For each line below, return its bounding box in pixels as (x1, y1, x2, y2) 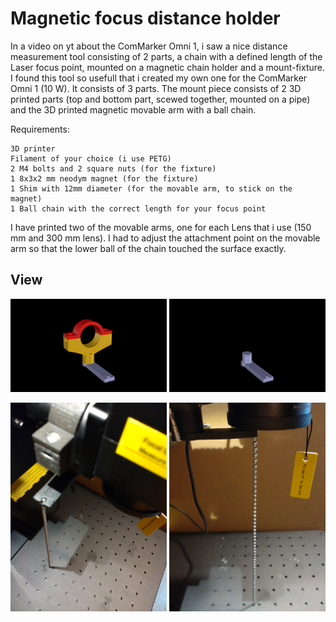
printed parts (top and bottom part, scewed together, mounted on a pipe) (10, 93, 311, 105)
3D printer (10, 143, 56, 154)
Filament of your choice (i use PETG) (10, 153, 172, 164)
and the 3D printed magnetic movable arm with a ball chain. (10, 103, 257, 116)
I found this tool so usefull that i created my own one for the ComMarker (10, 72, 308, 84)
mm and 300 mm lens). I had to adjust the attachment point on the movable (10, 232, 321, 244)
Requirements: (10, 123, 70, 135)
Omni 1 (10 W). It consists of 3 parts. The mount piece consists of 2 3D (10, 82, 302, 94)
